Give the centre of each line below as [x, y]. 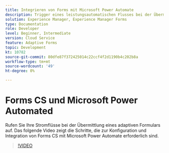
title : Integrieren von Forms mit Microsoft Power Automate [70, 10]
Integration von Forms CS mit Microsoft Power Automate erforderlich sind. [82, 136]
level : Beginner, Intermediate [38, 33]
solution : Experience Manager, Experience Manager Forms [66, 19]
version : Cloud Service [30, 38]
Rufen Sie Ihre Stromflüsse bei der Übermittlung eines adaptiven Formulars [83, 125]
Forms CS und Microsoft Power [72, 100]
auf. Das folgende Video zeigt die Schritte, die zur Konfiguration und [76, 130]
